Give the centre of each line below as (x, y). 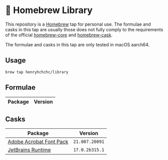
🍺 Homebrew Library (49, 10)
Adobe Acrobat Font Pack (38, 142)
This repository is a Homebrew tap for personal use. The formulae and (78, 24)
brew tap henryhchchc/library (37, 72)
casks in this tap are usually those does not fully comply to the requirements (84, 29)
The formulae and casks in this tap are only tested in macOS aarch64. (77, 44)
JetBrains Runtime (29, 150)
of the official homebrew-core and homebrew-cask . (59, 35)
